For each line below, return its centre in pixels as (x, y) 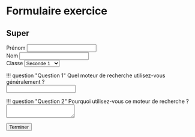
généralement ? (25, 82)
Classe (15, 63)
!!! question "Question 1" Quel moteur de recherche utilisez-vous (86, 75)
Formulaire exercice (57, 11)
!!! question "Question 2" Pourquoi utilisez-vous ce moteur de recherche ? (97, 101)
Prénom (16, 48)
